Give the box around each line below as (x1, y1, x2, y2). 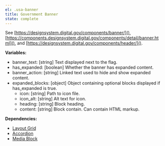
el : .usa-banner (5, 7, 38, 12)
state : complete (5, 16, 38, 21)
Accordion (12, 131, 33, 137)
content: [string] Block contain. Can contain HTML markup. (19, 106, 140, 112)
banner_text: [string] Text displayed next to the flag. (12, 59, 118, 65)
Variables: (5, 50, 27, 56)
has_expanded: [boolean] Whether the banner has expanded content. (12, 64, 154, 70)
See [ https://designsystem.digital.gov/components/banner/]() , (5, 30, 132, 36)
